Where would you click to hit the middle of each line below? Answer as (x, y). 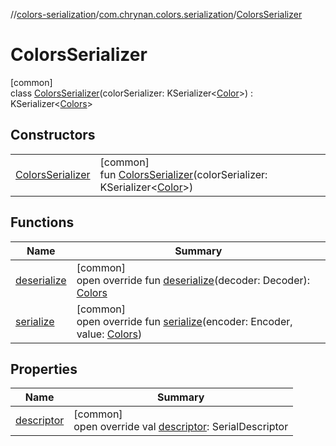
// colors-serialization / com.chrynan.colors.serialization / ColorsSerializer (156, 14)
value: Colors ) (109, 334)
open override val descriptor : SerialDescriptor (181, 427)
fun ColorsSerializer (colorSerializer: (183, 174)
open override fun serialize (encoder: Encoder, (184, 321)
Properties (44, 369)
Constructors (53, 135)
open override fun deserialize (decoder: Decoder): (193, 280)
